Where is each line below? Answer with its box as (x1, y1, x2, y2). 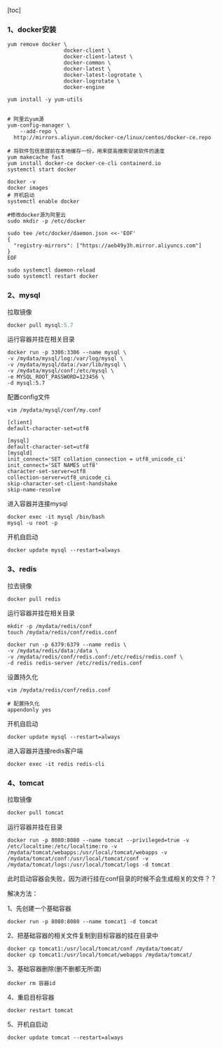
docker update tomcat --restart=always (7, 1034, 124, 1041)
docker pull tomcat (7, 809, 64, 816)
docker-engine (63, 84, 105, 91)
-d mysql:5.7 (7, 379, 46, 387)
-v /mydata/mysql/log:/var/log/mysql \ (7, 355, 124, 363)
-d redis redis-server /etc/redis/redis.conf (7, 659, 142, 666)
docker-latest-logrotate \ (63, 71, 142, 79)
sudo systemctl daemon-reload (7, 267, 96, 274)
